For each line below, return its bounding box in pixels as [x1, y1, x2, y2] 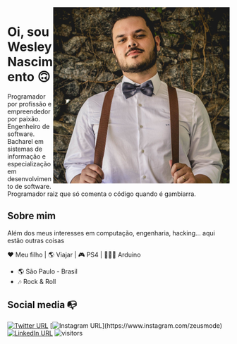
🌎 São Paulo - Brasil [17, 267, 78, 276]
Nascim [7, 54, 53, 70]
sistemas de [7, 145, 42, 153]
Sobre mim [7, 210, 56, 222]
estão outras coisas [7, 236, 65, 245]
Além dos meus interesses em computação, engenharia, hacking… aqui [7, 228, 215, 237]
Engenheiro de [7, 122, 50, 130]
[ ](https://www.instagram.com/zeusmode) [49, 321, 223, 330]
